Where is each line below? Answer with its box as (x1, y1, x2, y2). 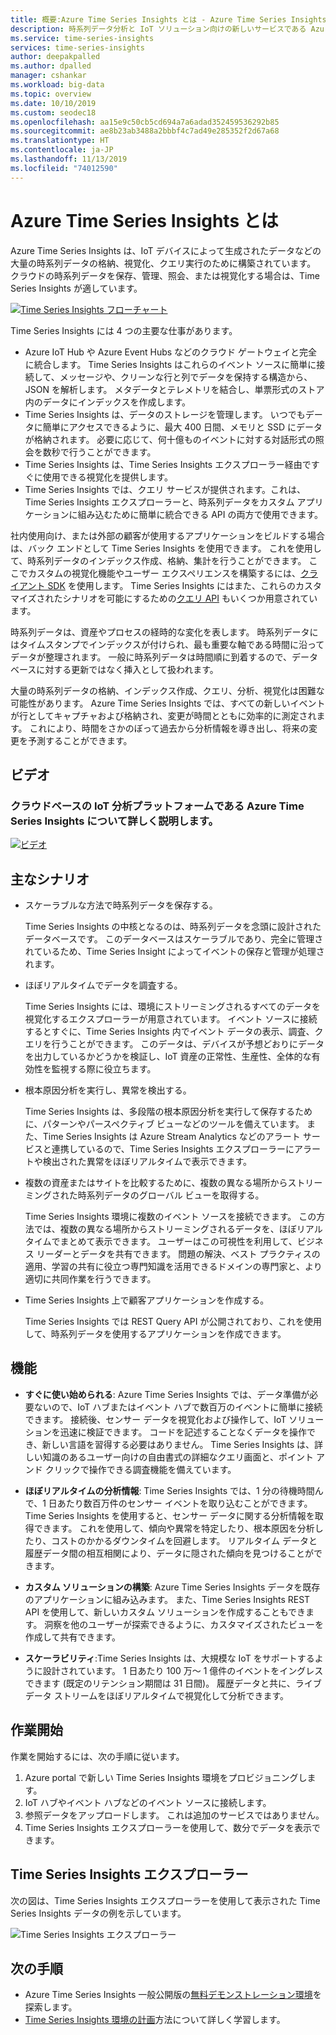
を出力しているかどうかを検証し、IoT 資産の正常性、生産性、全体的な (24, 1051, 312, 1063)
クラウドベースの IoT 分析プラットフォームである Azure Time (10, 799, 305, 813)
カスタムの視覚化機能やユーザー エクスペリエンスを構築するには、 (27, 567, 301, 579)
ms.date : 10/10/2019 (10, 98, 97, 108)
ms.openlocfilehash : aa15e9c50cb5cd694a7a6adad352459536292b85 (10, 117, 280, 127)
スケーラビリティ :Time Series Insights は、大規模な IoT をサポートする (24, 1652, 315, 1664)
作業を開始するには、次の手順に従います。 (10, 1750, 185, 1762)
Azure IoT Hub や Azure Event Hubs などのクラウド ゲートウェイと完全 (24, 346, 318, 358)
